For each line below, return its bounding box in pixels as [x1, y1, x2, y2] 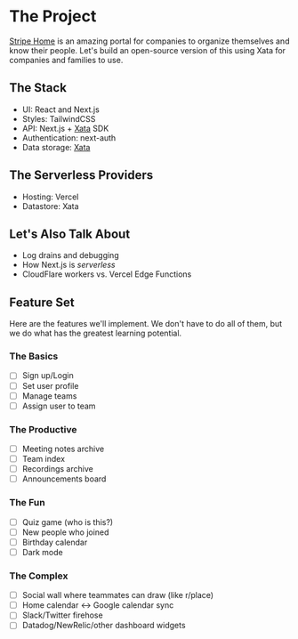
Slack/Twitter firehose [21, 610, 104, 620]
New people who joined [21, 527, 109, 538]
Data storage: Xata [21, 142, 91, 152]
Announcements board [21, 473, 107, 484]
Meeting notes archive [21, 443, 105, 455]
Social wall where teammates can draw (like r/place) [21, 590, 214, 601]
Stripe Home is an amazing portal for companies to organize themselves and [9, 36, 290, 46]
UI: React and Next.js [21, 104, 100, 115]
